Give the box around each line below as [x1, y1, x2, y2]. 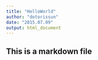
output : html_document [6, 24, 61, 31]
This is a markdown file [6, 46, 92, 56]
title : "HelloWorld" [6, 8, 57, 15]
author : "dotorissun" [6, 14, 59, 20]
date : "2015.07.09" [6, 19, 54, 25]
